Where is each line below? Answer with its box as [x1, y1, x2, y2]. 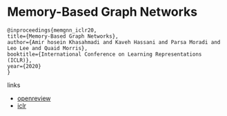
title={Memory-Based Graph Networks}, [7, 32, 119, 40]
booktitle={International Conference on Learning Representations [7, 51, 202, 58]
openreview [17, 94, 51, 102]
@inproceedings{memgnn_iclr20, [7, 27, 97, 34]
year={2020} [7, 62, 41, 69]
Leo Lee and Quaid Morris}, [7, 45, 88, 51]
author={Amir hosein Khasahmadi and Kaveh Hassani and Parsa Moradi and [7, 38, 221, 45]
